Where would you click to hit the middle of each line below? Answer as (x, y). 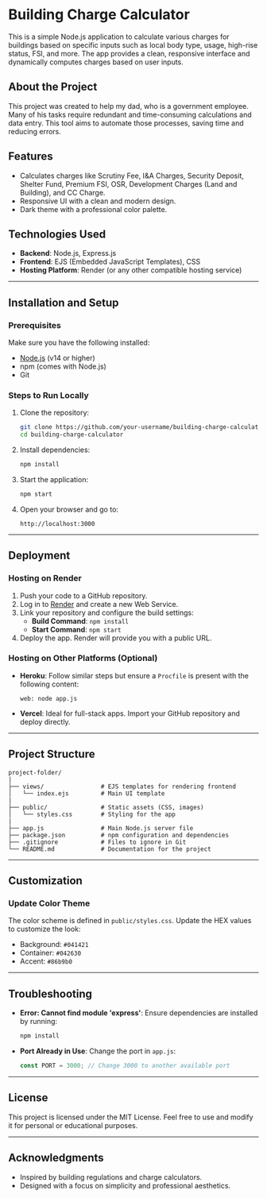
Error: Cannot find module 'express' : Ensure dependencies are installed (139, 1013)
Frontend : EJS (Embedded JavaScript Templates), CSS (110, 262)
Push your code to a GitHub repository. (83, 595)
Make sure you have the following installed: (79, 342)
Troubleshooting (50, 993)
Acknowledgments (56, 1158)
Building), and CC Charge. (62, 192)
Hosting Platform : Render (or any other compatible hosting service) (131, 270)
